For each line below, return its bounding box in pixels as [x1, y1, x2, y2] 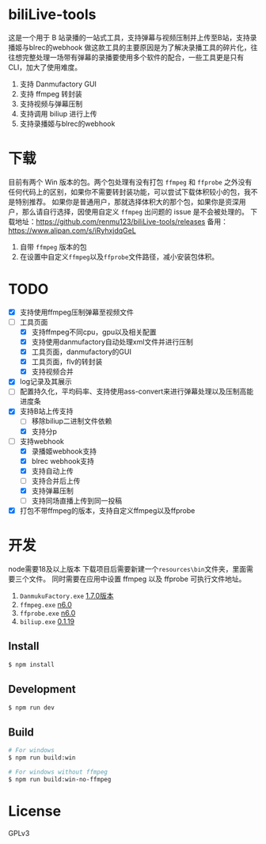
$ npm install [8, 660, 55, 668]
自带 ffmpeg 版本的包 [19, 241, 87, 251]
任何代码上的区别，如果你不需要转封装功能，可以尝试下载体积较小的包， [8, 187, 244, 196]
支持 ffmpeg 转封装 [19, 89, 83, 98]
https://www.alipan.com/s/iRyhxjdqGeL [8, 226, 136, 235]
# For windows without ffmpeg [8, 768, 108, 776]
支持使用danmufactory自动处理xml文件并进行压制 [31, 337, 194, 346]
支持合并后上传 [31, 476, 81, 485]
